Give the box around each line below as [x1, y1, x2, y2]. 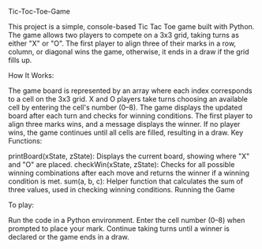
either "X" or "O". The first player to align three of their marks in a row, [8, 39, 237, 48]
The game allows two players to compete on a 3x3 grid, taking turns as [8, 31, 239, 39]
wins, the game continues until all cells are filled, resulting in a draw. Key [8, 128, 244, 137]
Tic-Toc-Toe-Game [8, 7, 71, 16]
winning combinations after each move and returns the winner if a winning [8, 169, 250, 177]
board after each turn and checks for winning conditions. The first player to [8, 111, 253, 121]
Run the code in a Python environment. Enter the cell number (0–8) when [8, 216, 245, 225]
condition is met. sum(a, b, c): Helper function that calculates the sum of [8, 177, 243, 186]
